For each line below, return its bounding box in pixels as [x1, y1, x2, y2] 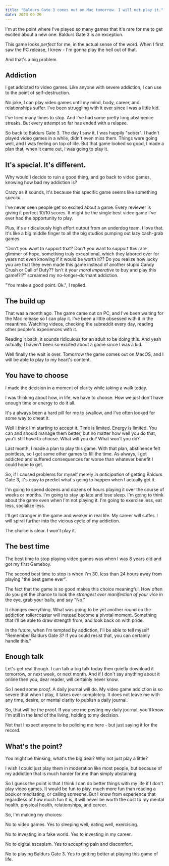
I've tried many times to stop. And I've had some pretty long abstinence [5, 115, 154, 121]
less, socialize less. [5, 503, 45, 509]
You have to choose [5, 371, 69, 380]
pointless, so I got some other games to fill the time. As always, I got [5, 450, 147, 457]
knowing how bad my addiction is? [5, 179, 77, 186]
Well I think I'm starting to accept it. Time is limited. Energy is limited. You [5, 425, 157, 431]
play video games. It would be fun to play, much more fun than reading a [5, 786, 156, 792]
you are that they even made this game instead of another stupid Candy [5, 261, 155, 268]
